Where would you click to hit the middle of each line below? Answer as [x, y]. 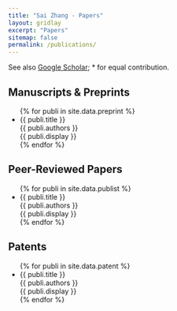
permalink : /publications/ [52, 45]
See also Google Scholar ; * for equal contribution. [88, 67]
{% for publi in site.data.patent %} [75, 266]
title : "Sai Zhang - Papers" [56, 15]
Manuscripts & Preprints [69, 92]
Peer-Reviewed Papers [66, 169]
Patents [28, 247]
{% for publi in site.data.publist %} [75, 188]
